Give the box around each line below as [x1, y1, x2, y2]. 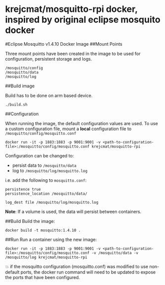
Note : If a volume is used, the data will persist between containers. [5, 209, 142, 214]
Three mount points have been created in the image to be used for [5, 51, 141, 57]
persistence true [5, 187, 41, 192]
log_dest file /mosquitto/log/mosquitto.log [5, 200, 99, 205]
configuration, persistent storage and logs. [5, 56, 92, 62]
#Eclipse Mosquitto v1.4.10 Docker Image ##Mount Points [5, 41, 123, 47]
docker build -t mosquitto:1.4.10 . [5, 227, 81, 233]
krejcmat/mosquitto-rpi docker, [5, 3, 138, 15]
